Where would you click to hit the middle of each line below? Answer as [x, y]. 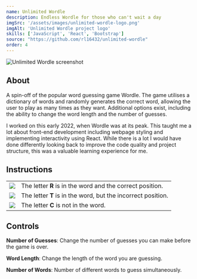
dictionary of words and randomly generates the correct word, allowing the [98, 101]
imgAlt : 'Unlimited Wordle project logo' [59, 28]
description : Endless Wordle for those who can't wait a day [84, 17]
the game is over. [27, 247]
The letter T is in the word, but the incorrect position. [95, 196]
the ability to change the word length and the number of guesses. [87, 114]
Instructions [29, 170]
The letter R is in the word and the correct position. [92, 185]
